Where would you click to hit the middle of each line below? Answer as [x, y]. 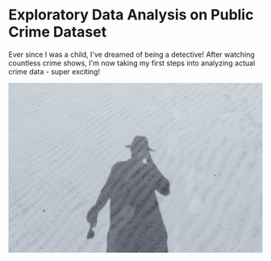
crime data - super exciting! [54, 71]
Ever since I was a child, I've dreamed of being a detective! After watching [132, 54]
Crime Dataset [58, 32]
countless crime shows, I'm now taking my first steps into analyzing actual [132, 63]
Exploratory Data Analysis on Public [131, 15]
